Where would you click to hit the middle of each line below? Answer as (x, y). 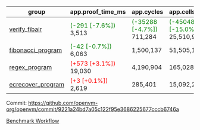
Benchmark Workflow (33, 121)
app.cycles (148, 12)
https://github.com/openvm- (63, 103)
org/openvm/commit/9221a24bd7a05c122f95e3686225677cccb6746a (93, 109)
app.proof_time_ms (98, 12)
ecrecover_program (37, 84)
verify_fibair (26, 29)
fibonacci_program (36, 50)
